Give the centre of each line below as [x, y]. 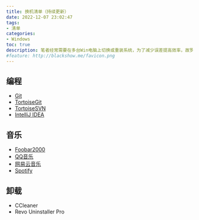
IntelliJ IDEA [29, 115]
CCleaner [26, 206]
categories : [21, 34]
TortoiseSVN [30, 109]
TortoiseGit [28, 102]
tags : [13, 23]
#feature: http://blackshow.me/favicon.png [61, 56]
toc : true [18, 45]
